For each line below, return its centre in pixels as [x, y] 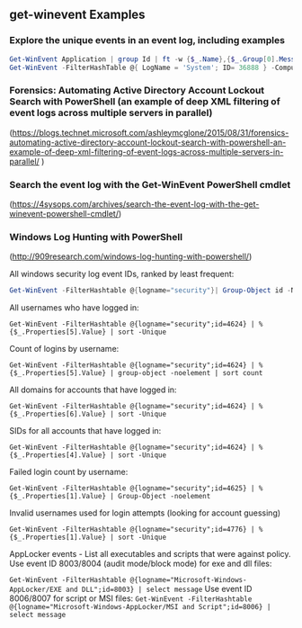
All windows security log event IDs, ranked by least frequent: [122, 274]
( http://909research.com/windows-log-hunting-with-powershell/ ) [131, 256]
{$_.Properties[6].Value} [58, 414]
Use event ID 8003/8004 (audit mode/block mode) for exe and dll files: [141, 564]
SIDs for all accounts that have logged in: [85, 431]
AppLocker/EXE [36, 590]
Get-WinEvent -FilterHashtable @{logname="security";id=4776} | [132, 530]
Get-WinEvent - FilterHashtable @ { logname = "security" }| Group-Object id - [151, 291]
